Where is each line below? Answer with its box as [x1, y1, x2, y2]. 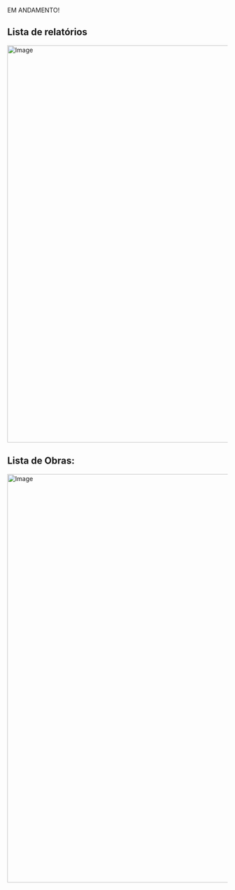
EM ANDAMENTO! [7, 6, 60, 14]
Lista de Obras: [7, 455, 75, 467]
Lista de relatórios [7, 26, 87, 38]
